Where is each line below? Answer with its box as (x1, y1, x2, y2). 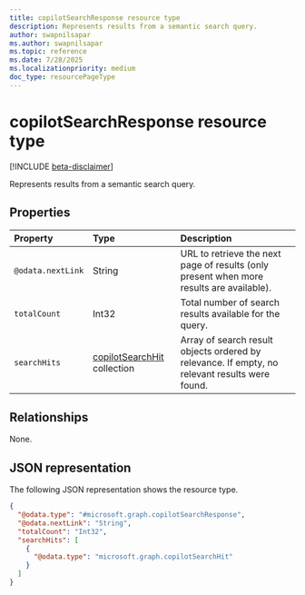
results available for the (180, 307, 280, 320)
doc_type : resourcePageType (9, 73, 116, 82)
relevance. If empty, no (180, 356, 279, 369)
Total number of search (180, 296, 280, 309)
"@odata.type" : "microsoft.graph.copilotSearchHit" (33, 552, 233, 561)
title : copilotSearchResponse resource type (9, 13, 181, 23)
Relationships (9, 410, 89, 425)
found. (180, 379, 209, 392)
